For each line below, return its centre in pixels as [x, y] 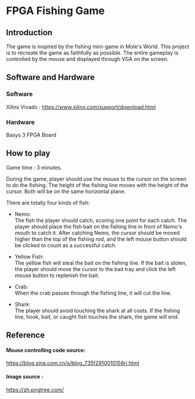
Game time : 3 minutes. [34, 167]
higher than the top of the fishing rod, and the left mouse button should [100, 239]
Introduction [29, 33]
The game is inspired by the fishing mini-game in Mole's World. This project [98, 46]
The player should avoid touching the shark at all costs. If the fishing [97, 310]
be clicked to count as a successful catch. [65, 245]
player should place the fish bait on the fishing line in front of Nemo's [98, 226]
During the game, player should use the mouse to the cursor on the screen [96, 179]
